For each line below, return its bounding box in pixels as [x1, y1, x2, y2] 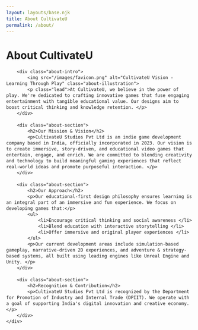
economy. [168, 301, 190, 307]
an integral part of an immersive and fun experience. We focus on [6, 200, 177, 206]
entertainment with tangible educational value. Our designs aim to [6, 99, 179, 105]
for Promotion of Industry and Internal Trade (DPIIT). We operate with [6, 295, 190, 301]
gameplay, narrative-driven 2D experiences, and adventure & [6, 247, 161, 253]
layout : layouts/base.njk [6, 10, 70, 15]
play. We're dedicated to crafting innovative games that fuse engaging [6, 93, 190, 99]
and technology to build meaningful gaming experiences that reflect [6, 158, 182, 164]
